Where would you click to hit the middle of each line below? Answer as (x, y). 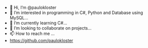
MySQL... (19, 18)
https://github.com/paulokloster (41, 40)
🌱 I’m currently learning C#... (38, 23)
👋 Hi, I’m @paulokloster (33, 8)
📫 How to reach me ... (32, 33)
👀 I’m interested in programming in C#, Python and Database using (76, 13)
